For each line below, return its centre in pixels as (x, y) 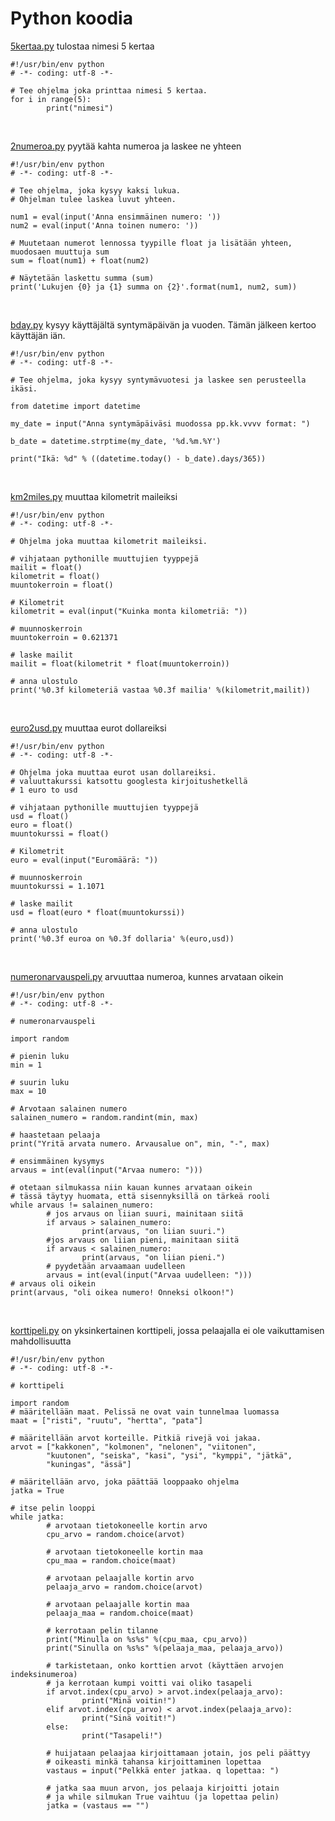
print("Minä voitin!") (129, 1700)
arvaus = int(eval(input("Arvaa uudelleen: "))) (149, 1275)
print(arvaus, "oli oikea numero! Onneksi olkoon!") (122, 1292)
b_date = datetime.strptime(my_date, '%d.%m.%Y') (116, 441)
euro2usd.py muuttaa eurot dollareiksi (88, 728)
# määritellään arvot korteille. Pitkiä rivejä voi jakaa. (136, 1438)
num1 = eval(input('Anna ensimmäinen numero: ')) (116, 217)
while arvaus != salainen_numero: (82, 1205)
